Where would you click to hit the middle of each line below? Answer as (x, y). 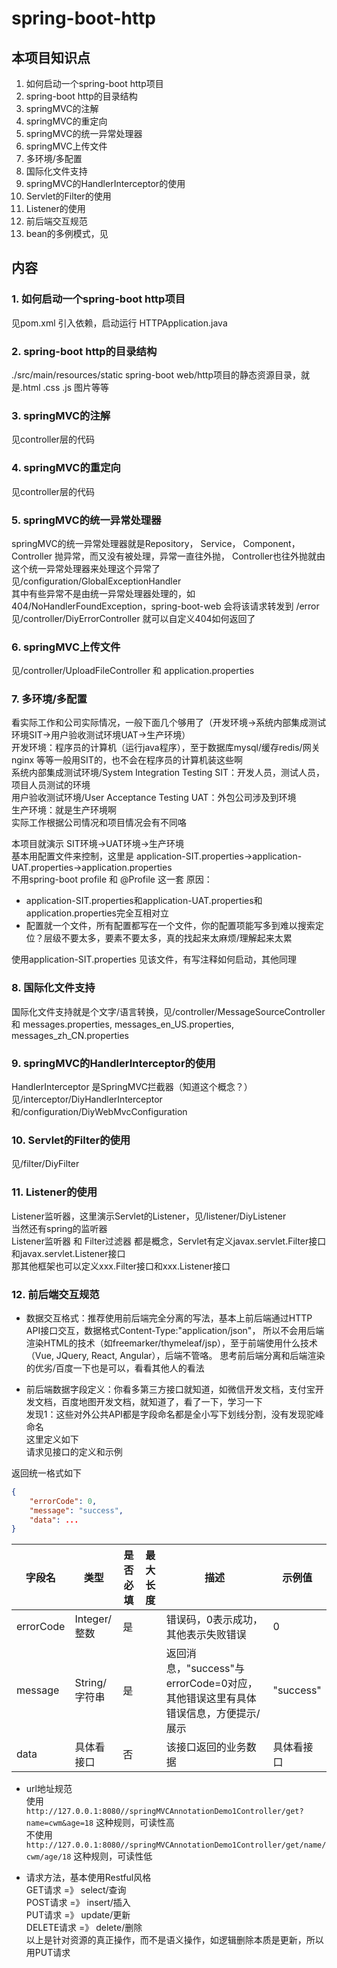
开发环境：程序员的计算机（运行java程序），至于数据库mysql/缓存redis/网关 (166, 748)
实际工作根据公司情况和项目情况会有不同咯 (99, 823)
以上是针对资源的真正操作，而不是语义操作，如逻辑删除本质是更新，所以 (174, 1940)
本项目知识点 (51, 57)
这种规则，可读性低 (113, 1856)
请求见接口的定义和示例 (74, 1451)
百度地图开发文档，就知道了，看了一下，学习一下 (161, 1401)
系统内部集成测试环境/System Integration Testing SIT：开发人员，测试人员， (168, 773)
